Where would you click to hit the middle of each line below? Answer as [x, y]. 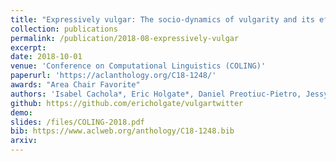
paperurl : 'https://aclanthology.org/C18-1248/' [113, 76]
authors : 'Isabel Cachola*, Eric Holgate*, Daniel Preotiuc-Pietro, [156, 94]
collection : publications [64, 29]
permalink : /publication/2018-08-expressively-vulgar [125, 38]
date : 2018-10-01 [46, 57]
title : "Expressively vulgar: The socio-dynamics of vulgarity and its [162, 19]
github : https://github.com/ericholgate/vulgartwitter [127, 103]
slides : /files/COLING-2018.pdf [77, 122]
